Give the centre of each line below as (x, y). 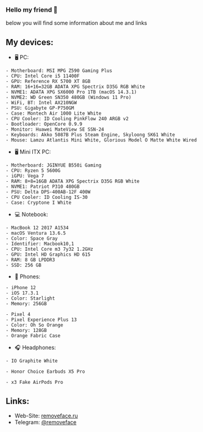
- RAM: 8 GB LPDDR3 (30, 260)
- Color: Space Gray (32, 239)
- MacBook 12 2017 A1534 (37, 228)
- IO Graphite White (32, 361)
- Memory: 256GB (26, 304)
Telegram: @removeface (45, 422)
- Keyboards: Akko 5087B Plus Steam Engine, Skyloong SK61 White (90, 135)
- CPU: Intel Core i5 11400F (43, 76)
